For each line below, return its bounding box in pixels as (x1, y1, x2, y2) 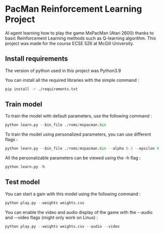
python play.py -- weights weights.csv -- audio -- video (5, 224, 120, 229)
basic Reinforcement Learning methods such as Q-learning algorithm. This (5, 35, 156, 41)
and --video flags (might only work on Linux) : (5, 214, 98, 220)
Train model (5, 100, 43, 109)
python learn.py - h (5, 164, 45, 169)
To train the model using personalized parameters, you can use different (5, 131, 151, 138)
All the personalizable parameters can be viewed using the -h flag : (5, 155, 141, 161)
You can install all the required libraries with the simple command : (5, 77, 139, 83)
